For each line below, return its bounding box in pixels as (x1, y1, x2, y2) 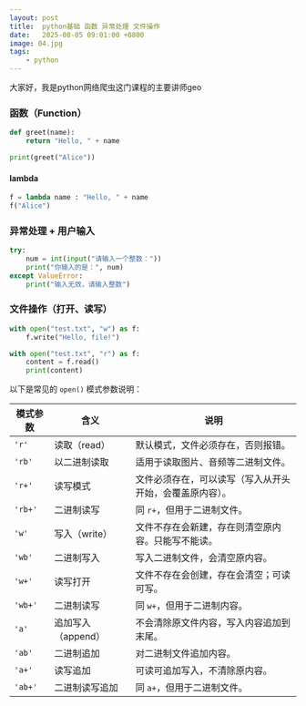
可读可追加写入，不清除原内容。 (135, 664, 273, 677)
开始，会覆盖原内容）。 (135, 486, 232, 499)
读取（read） (54, 439, 111, 452)
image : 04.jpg (9, 38, 64, 48)
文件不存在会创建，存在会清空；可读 (135, 568, 291, 581)
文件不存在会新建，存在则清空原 (135, 521, 273, 534)
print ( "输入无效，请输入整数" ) (25, 280, 131, 289)
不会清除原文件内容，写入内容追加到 (135, 617, 291, 629)
